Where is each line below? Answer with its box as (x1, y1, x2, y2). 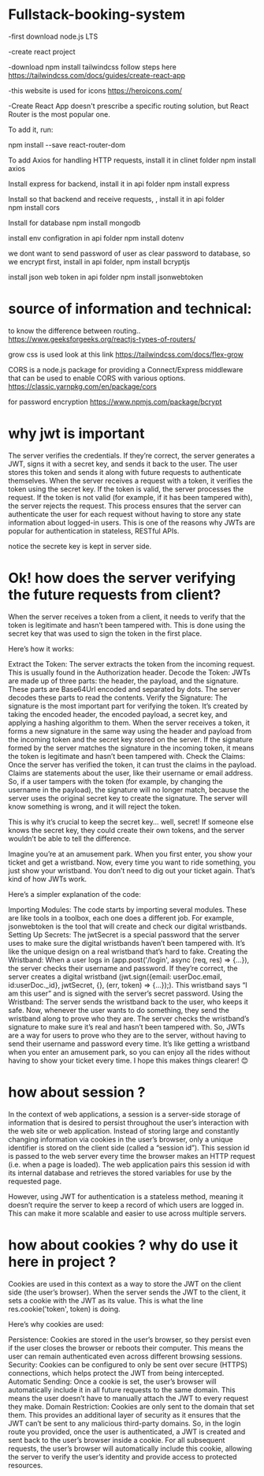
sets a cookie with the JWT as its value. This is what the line (8, 1295, 203, 1305)
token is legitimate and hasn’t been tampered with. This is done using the (8, 620, 246, 630)
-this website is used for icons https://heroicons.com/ (8, 85, 183, 95)
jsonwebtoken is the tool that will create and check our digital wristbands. (8, 921, 247, 931)
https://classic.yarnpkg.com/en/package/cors (8, 381, 158, 391)
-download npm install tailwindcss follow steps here (8, 62, 177, 72)
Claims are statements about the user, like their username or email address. (8, 768, 254, 778)
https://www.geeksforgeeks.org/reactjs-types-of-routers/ (8, 334, 196, 344)
